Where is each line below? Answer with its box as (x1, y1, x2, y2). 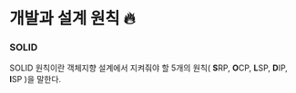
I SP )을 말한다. (9, 74, 62, 85)
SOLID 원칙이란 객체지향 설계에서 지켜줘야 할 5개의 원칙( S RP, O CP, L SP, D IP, (9, 62, 289, 73)
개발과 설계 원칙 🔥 (9, 8, 136, 29)
